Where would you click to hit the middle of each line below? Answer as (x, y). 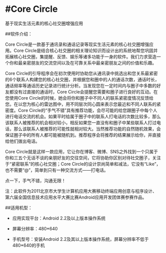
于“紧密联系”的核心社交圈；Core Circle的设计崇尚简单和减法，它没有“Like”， (83, 164)
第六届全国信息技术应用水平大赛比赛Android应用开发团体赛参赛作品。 (76, 197)
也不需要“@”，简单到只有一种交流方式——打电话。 (57, 170)
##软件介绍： (19, 34)
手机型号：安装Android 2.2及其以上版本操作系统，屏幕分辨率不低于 (81, 239)
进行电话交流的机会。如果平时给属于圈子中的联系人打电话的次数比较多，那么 (83, 116)
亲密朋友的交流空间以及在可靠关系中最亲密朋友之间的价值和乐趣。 (89, 63)
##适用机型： (19, 208)
